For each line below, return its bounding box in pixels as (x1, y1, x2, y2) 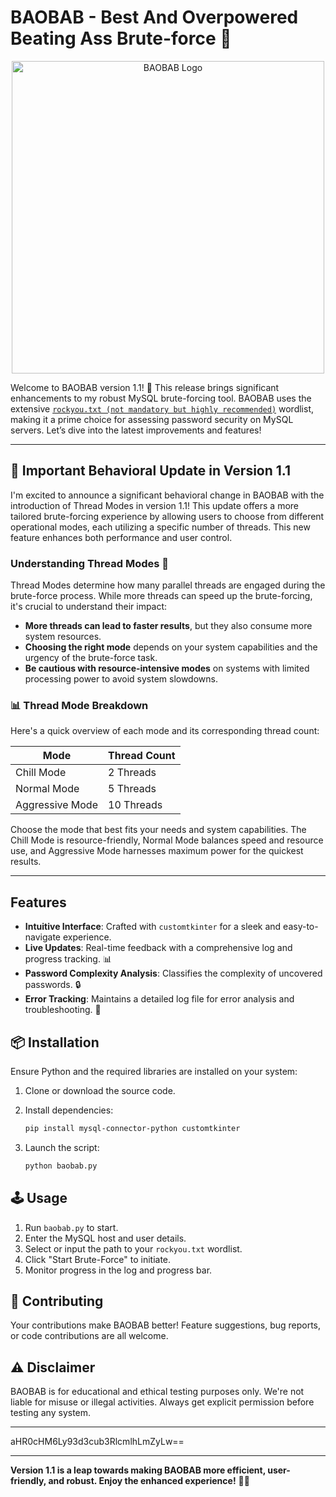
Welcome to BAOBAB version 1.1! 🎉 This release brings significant (10, 381, 280, 393)
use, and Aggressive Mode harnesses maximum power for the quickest (10, 845, 304, 857)
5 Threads (108, 782, 157, 796)
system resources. (24, 631, 102, 643)
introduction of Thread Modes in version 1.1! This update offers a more (10, 499, 300, 511)
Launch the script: (24, 1141, 100, 1153)
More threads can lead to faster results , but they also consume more (24, 620, 313, 632)
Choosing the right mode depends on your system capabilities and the (24, 641, 318, 653)
